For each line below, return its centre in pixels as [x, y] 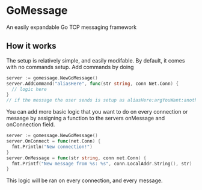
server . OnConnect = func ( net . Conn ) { [54, 141]
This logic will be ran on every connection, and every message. [84, 180]
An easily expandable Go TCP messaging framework [72, 27]
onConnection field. [31, 124]
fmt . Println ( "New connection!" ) [52, 147]
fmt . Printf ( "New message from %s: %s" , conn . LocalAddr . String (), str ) [102, 164]
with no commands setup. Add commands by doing [70, 67]
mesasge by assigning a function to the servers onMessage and [86, 118]
